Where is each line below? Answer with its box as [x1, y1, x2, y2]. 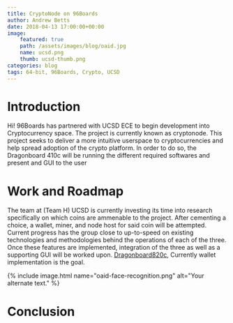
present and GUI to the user [7, 158, 87, 167]
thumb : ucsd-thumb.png [20, 56, 86, 63]
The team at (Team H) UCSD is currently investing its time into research [7, 206, 213, 215]
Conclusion [7, 303, 75, 320]
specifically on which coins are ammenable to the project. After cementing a [7, 213, 227, 222]
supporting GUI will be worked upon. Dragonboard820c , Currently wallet [7, 250, 216, 259]
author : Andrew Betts [7, 17, 70, 24]
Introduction [7, 98, 81, 114]
